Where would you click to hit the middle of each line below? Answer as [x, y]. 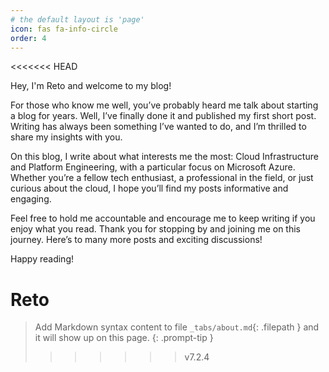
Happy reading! [42, 259]
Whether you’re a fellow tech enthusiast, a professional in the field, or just [162, 178]
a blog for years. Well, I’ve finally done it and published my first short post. [163, 116]
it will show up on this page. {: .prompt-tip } [124, 338]
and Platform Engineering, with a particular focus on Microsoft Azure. [153, 167]
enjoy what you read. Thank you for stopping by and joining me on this [156, 229]
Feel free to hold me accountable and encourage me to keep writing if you [163, 218]
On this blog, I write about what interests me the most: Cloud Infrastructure [164, 157]
